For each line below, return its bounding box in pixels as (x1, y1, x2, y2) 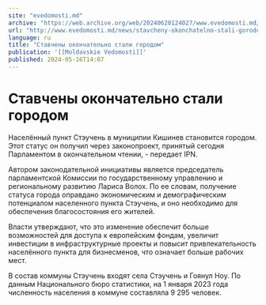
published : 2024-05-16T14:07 (8, 56, 104, 64)
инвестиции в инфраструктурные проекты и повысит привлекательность (8, 239, 257, 248)
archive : (8, 19, 37, 27)
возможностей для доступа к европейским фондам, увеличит (8, 230, 219, 239)
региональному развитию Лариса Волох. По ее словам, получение (8, 181, 237, 190)
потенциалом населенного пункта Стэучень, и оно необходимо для (8, 198, 238, 208)
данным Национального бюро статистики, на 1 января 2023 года (8, 279, 229, 288)
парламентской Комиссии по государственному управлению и (8, 173, 223, 183)
